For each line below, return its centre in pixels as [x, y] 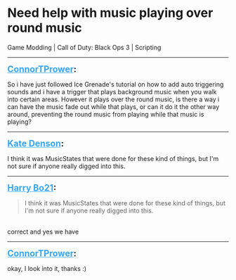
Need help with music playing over [110, 13]
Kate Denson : [36, 143]
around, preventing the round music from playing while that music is [106, 114]
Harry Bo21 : [32, 187]
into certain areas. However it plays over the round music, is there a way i [113, 99]
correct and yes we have [43, 231]
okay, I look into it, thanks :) [47, 268]
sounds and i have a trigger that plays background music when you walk [112, 91]
